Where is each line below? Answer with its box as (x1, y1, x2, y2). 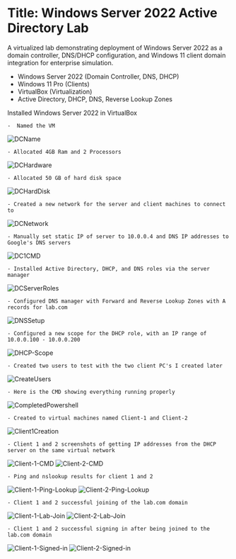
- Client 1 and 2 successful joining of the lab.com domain (7, 499, 189, 506)
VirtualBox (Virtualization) (17, 87, 93, 96)
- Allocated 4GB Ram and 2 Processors (7, 148, 122, 155)
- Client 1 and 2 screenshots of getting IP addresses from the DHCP (7, 441, 217, 448)
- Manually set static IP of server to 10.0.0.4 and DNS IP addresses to (7, 232, 230, 240)
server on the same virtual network (7, 446, 115, 454)
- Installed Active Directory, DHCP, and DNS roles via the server (7, 265, 211, 272)
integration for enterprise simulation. (7, 58, 114, 67)
